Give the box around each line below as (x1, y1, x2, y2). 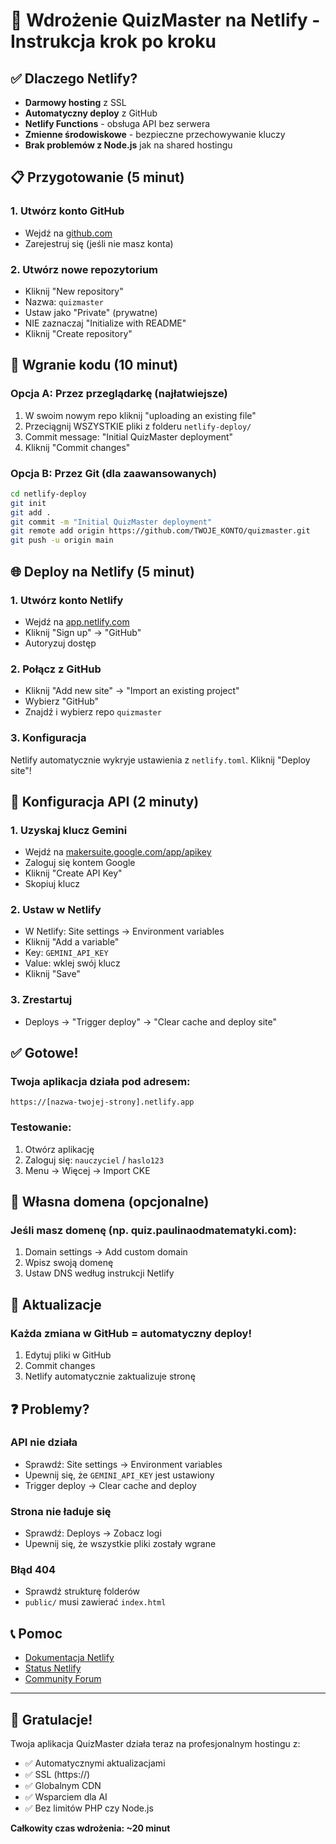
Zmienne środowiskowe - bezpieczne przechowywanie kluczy (24, 129, 286, 140)
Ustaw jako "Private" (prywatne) (24, 306, 158, 318)
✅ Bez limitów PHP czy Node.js (24, 1802, 154, 1814)
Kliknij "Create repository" (24, 327, 133, 339)
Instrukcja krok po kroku (10, 30, 217, 53)
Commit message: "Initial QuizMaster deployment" (24, 430, 234, 443)
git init (10, 498, 47, 508)
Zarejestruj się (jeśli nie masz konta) (24, 237, 174, 249)
